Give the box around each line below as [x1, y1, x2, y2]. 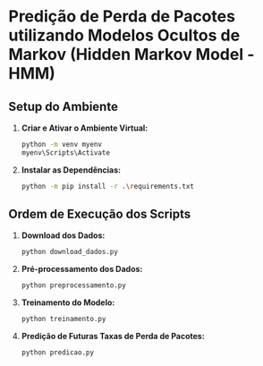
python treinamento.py [21, 315, 106, 324]
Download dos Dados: [21, 230, 106, 241]
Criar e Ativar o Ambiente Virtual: [21, 123, 148, 133]
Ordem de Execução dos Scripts [8, 207, 191, 222]
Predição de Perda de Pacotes [8, 6, 236, 27]
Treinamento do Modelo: [21, 297, 115, 308]
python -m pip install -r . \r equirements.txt [21, 182, 194, 191]
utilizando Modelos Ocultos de [8, 25, 241, 46]
